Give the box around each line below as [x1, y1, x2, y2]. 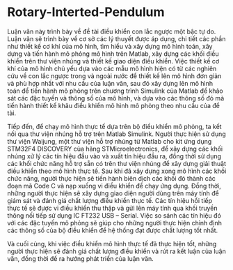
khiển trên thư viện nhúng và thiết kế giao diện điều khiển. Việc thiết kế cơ [7, 57, 220, 65]
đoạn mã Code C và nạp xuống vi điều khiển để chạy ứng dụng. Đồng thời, [7, 181, 221, 190]
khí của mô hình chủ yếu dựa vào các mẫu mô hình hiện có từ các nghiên [7, 64, 217, 73]
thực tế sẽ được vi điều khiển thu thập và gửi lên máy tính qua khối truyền [7, 204, 218, 212]
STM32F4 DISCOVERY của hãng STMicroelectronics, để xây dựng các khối [7, 144, 223, 153]
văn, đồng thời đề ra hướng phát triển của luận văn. [7, 254, 154, 262]
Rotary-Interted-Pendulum [7, 4, 165, 20]
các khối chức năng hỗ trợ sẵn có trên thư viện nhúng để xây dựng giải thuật [7, 159, 227, 167]
